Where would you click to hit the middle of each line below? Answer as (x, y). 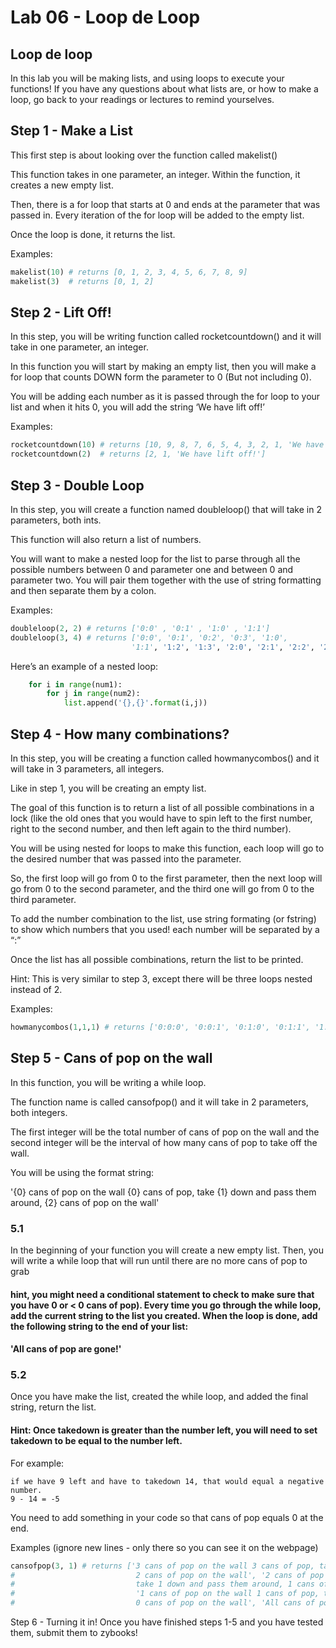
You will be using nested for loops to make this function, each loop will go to (167, 848)
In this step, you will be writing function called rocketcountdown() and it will (166, 337)
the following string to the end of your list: (99, 1326)
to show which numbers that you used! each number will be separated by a (165, 929)
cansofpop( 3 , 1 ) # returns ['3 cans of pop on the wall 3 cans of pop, (162, 1566)
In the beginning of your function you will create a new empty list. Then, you (167, 1250)
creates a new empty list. (62, 185)
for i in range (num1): (75, 684)
